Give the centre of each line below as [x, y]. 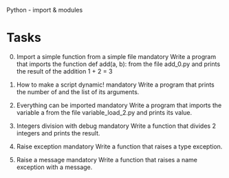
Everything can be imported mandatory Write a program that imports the [119, 105]
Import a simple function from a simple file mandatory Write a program [116, 56]
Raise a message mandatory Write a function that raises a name [107, 159]
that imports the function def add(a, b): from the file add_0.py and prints [118, 64]
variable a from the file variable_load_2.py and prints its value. [104, 112]
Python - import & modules [45, 10]
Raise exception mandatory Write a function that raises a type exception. [119, 146]
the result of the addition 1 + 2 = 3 [64, 71]
